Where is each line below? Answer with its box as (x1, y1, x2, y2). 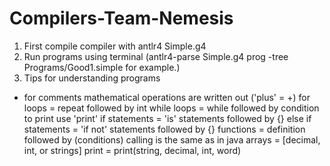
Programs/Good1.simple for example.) (23, 61, 181, 73)
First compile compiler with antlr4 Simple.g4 (23, 40, 207, 52)
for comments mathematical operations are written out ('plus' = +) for (23, 91, 311, 103)
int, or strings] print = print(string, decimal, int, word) (23, 144, 242, 156)
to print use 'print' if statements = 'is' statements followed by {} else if (23, 112, 312, 124)
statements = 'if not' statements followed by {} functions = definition (23, 123, 306, 135)
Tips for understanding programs (23, 72, 161, 84)
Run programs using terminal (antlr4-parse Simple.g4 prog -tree (23, 50, 289, 62)
